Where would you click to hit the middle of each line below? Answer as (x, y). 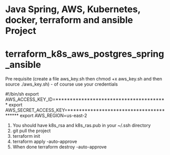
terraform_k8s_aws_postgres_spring (85, 54)
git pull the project (31, 131)
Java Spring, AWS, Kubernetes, (73, 9)
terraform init (26, 136)
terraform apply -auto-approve (45, 142)
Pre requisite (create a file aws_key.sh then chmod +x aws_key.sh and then (84, 79)
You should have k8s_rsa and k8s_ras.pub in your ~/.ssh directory (82, 126)
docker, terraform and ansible (69, 20)
